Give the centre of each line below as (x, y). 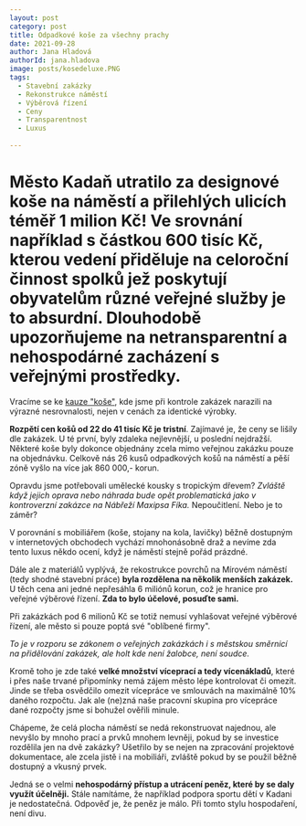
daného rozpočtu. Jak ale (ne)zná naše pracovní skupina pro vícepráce (143, 700)
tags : (20, 78)
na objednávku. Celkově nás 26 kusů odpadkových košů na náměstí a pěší (149, 458)
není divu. (28, 813)
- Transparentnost (53, 120)
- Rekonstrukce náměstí (63, 94)
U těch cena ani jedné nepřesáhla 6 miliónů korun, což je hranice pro (139, 588)
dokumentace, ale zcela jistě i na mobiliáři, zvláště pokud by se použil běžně (153, 757)
